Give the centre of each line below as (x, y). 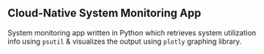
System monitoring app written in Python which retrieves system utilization (132, 32)
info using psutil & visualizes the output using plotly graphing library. (125, 41)
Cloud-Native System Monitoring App (105, 13)
